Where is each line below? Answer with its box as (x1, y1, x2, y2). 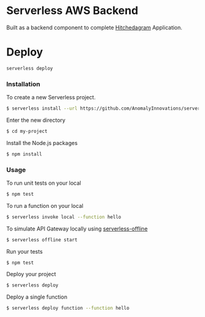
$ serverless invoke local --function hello (6, 214, 121, 220)
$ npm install (6, 151, 43, 157)
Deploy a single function (6, 293, 68, 301)
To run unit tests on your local (6, 179, 81, 187)
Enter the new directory (6, 116, 66, 124)
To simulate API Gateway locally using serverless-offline (6, 225, 148, 232)
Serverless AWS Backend (6, 4, 138, 18)
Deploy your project (6, 271, 56, 278)
